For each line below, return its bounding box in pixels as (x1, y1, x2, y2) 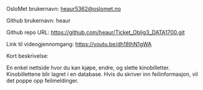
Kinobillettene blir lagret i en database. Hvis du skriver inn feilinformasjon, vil (6, 71, 198, 78)
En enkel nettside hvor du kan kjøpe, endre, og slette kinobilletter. (6, 64, 170, 71)
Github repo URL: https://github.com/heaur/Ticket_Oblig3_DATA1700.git (6, 29, 185, 36)
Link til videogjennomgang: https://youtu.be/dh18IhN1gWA (6, 41, 152, 47)
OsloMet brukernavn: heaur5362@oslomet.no (6, 5, 122, 12)
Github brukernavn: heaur (6, 17, 71, 24)
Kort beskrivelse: (6, 52, 49, 60)
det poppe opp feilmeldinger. (6, 77, 79, 84)
